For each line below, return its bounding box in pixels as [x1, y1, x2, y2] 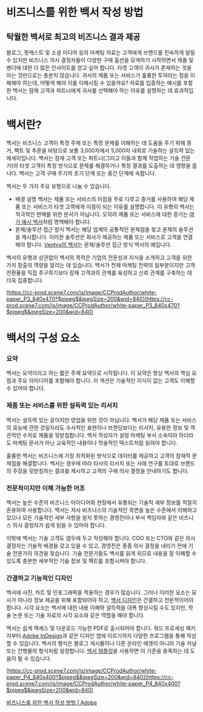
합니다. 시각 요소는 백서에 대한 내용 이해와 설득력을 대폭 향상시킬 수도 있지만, [6, 604, 187, 611]
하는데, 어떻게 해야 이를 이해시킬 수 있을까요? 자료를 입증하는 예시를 [22, 80, 182, 86]
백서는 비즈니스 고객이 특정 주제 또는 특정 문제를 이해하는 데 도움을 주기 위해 [6, 139, 186, 146]
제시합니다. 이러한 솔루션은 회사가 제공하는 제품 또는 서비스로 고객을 [21, 233, 182, 241]
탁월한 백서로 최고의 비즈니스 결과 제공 [6, 32, 141, 42]
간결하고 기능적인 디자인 [6, 573, 73, 582]
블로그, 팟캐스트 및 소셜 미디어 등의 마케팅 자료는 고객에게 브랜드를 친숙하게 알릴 [6, 49, 196, 56]
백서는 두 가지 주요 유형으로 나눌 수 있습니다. [6, 182, 111, 190]
